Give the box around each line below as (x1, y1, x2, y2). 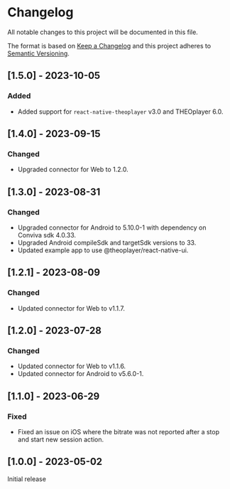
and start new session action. (17, 435, 104, 444)
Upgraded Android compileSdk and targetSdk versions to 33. (17, 239, 197, 247)
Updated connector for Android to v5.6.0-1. (17, 370, 144, 378)
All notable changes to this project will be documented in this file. (7, 28, 199, 36)
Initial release (7, 474, 46, 483)
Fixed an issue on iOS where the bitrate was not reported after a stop (17, 428, 220, 436)
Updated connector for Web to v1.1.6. (17, 362, 126, 370)
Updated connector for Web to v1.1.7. (17, 303, 126, 313)
